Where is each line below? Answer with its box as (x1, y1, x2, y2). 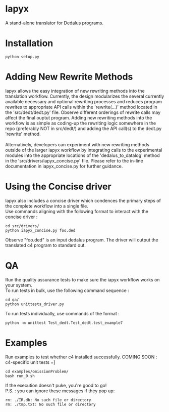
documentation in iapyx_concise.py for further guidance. (5, 163, 123, 169)
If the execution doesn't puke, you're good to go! (5, 382, 107, 388)
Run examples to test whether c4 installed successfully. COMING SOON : (5, 354, 157, 360)
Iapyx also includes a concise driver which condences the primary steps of (5, 197, 161, 203)
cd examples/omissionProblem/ (5, 369, 69, 374)
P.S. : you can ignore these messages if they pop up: (5, 388, 115, 394)
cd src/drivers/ (5, 223, 39, 228)
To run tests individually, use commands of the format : (5, 310, 120, 316)
